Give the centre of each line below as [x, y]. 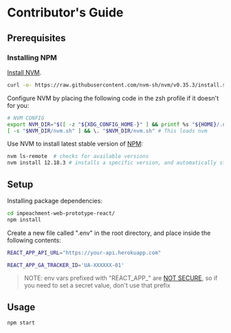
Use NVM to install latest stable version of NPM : [75, 144]
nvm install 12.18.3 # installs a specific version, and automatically [112, 163]
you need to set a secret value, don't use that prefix [97, 286]
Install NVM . [24, 72]
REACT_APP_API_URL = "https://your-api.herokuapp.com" [84, 253]
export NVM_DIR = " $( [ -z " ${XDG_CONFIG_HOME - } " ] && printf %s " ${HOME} [112, 124]
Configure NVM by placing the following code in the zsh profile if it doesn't [113, 98]
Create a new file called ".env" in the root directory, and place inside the [109, 233]
